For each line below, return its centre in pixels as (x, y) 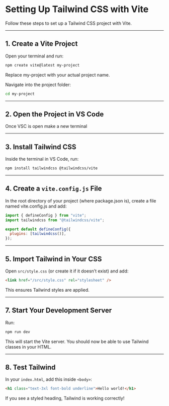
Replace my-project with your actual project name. (58, 75)
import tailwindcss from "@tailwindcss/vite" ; (55, 220)
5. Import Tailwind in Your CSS (54, 259)
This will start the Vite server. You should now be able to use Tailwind (77, 342)
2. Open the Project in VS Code (55, 114)
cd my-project (20, 94)
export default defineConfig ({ (38, 229)
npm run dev (18, 332)
